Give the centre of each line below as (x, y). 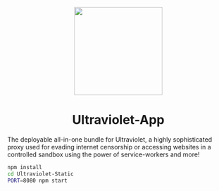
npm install (25, 167)
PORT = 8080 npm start (38, 180)
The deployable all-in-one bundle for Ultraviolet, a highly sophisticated (110, 139)
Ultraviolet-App (118, 120)
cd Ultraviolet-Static (40, 174)
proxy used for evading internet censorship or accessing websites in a (109, 147)
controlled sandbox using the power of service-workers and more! (104, 154)
